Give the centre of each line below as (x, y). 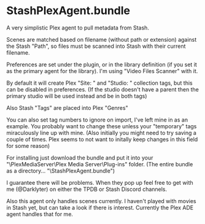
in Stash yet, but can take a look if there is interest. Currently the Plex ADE (100, 207)
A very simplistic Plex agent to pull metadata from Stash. (78, 28)
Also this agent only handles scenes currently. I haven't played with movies (101, 201)
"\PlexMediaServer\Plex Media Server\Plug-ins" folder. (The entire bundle (100, 164)
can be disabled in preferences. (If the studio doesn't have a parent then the (103, 89)
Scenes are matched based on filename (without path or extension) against (102, 39)
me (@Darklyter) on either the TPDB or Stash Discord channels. (87, 189)
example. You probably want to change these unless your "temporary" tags (102, 126)
